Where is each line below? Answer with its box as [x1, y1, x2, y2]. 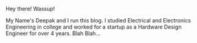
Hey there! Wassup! [5, 5, 55, 12]
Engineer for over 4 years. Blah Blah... [5, 30, 101, 37]
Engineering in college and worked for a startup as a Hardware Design [5, 24, 182, 30]
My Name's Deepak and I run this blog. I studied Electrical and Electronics [5, 17, 191, 24]
